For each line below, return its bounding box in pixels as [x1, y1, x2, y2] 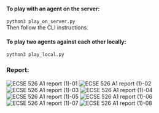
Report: [6, 66, 29, 74]
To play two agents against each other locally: [6, 37, 126, 45]
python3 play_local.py [6, 52, 64, 58]
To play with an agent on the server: [6, 5, 100, 12]
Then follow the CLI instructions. [6, 24, 89, 31]
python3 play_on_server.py [6, 18, 76, 25]
